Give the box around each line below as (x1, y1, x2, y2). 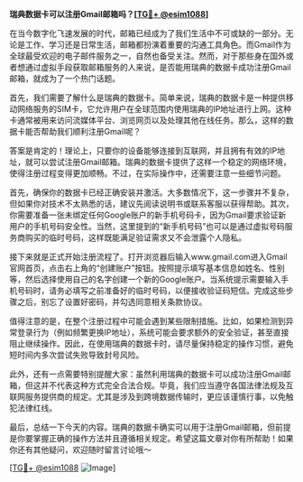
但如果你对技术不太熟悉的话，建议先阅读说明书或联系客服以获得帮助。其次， (9, 199, 294, 209)
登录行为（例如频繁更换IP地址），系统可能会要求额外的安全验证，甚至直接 (16, 327, 289, 338)
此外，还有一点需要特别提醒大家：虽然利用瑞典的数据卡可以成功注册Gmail (9, 369, 284, 379)
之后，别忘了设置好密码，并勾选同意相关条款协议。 (16, 297, 207, 307)
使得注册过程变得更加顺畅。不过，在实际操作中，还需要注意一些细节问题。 (9, 168, 286, 179)
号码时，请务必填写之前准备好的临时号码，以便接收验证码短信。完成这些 (16, 285, 286, 296)
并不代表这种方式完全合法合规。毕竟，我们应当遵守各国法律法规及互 (40, 380, 294, 391)
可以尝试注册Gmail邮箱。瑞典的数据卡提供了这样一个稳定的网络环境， (32, 157, 291, 167)
